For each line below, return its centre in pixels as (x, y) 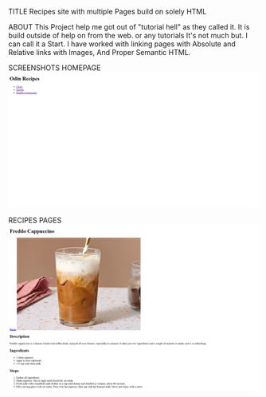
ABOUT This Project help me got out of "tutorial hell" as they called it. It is (129, 27)
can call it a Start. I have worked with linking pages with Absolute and (122, 44)
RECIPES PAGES (35, 220)
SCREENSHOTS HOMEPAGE (55, 68)
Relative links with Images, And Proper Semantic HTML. (100, 52)
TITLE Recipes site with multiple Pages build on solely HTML (108, 12)
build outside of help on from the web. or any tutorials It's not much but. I (128, 35)
